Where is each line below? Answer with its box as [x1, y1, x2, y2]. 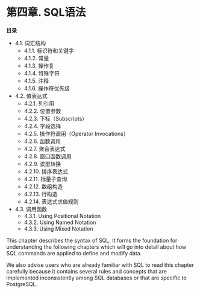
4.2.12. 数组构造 [23, 182, 63, 190]
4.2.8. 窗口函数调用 [23, 152, 72, 160]
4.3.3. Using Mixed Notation [23, 225, 93, 232]
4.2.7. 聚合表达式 [23, 145, 66, 152]
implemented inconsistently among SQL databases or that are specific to [6, 274, 187, 281]
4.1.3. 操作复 [23, 62, 54, 69]
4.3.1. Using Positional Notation [23, 212, 101, 219]
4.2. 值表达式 [14, 92, 48, 100]
